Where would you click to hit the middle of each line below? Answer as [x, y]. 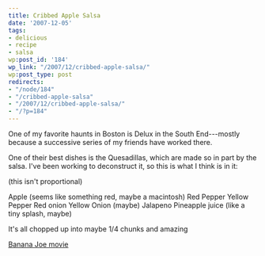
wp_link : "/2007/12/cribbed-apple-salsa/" [79, 67]
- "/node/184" [32, 89]
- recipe [23, 45]
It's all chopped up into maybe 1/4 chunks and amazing [98, 229]
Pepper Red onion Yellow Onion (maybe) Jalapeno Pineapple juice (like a [127, 205]
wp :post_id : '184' [38, 60]
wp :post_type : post [40, 75]
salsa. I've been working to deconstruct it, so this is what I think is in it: [123, 166]
